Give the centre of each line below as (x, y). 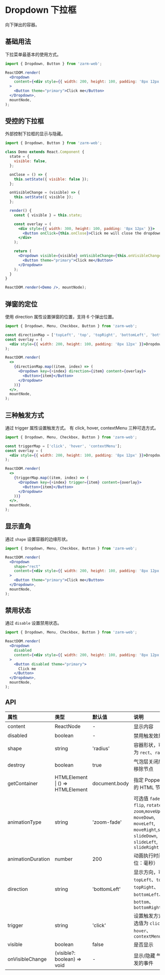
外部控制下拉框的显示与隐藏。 (35, 134)
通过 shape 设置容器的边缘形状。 (38, 539)
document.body (111, 783)
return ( (23, 251)
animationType (25, 822)
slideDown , (146, 835)
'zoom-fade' (107, 822)
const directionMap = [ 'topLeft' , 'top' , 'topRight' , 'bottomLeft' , (77, 335)
